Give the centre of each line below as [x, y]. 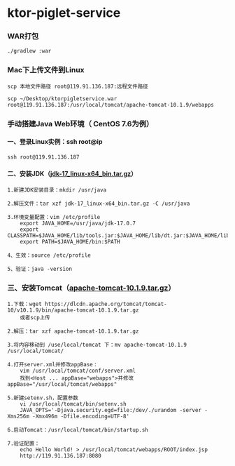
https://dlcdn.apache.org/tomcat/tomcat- [106, 304]
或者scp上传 [35, 318]
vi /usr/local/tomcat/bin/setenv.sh [73, 404]
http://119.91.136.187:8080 [60, 456]
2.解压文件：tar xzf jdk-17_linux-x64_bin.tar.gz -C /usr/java [99, 204]
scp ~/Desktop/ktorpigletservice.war [62, 99]
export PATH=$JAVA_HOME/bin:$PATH [70, 242]
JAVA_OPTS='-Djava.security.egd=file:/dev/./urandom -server [111, 411]
